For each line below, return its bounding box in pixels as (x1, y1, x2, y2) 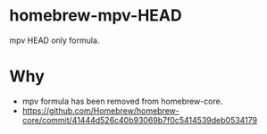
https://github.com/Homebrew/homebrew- (21, 105, 180, 116)
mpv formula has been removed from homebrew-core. (21, 96, 223, 106)
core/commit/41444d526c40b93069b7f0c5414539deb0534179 (21, 114, 258, 125)
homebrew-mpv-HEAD (9, 5, 182, 26)
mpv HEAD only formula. (9, 35, 100, 46)
